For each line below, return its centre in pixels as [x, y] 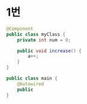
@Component [20, 29]
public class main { [32, 79]
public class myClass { [36, 34]
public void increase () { [49, 51]
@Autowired [31, 84]
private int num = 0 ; [44, 40]
